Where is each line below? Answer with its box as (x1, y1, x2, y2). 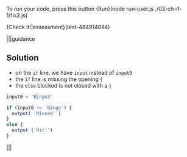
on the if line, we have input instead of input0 (15, 69, 133, 76)
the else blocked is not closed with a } (15, 82, 112, 89)
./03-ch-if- (155, 5, 182, 12)
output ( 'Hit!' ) (12, 127, 53, 133)
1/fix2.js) (6, 12, 28, 19)
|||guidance (6, 35, 35, 42)
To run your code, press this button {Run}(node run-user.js (6, 5, 154, 12)
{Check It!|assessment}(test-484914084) (6, 24, 110, 30)
